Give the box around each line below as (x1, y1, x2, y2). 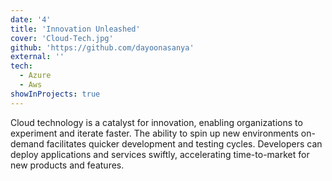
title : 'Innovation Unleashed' (10, 24, 141, 34)
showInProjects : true (10, 89, 101, 99)
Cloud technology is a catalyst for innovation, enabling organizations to (10, 116, 303, 128)
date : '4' (10, 14, 52, 25)
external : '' (10, 52, 65, 62)
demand (10, 137, 45, 150)
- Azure (19, 71, 52, 81)
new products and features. (10, 159, 125, 171)
